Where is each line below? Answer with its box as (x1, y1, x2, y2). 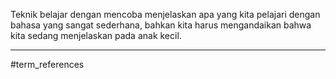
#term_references (10, 59, 85, 70)
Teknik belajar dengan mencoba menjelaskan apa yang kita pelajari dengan (10, 9, 321, 20)
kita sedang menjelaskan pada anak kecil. (10, 30, 182, 41)
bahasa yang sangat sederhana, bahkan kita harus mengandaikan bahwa (10, 19, 312, 31)
